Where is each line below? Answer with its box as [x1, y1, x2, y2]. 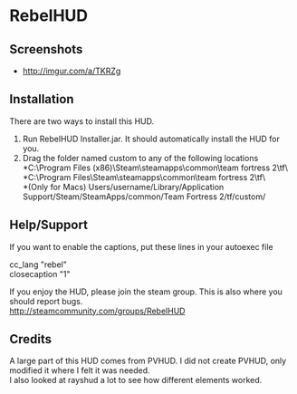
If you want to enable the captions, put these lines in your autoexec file [9, 241, 273, 252]
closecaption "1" [9, 268, 71, 279]
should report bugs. [9, 295, 83, 306]
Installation [9, 91, 74, 107]
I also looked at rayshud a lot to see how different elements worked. [9, 375, 263, 386]
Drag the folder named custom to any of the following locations [22, 152, 259, 163]
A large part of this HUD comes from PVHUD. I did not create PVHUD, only [9, 355, 287, 367]
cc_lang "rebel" [9, 259, 68, 270]
